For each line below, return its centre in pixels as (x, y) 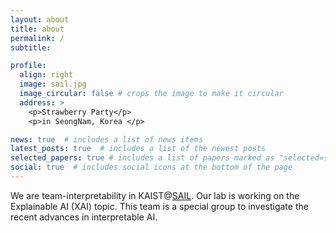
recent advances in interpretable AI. (84, 217)
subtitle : (31, 47)
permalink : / (37, 38)
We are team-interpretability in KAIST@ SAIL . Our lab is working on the (155, 195)
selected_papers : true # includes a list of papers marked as (142, 158)
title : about (37, 29)
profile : (28, 66)
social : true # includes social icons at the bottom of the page (151, 167)
